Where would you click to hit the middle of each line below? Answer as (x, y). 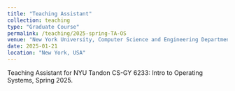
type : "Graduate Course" (43, 27)
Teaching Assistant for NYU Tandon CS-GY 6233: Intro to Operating (105, 72)
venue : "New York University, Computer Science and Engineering (103, 40)
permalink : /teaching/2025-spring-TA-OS (67, 33)
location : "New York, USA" (47, 53)
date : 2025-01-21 (33, 46)
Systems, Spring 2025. (40, 80)
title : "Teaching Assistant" (50, 14)
